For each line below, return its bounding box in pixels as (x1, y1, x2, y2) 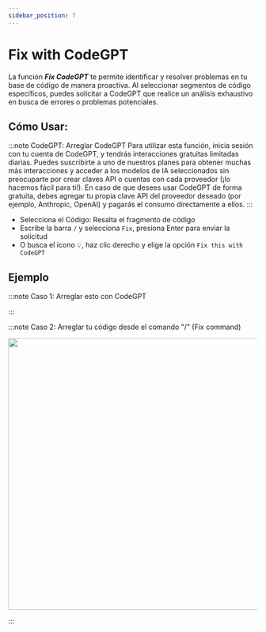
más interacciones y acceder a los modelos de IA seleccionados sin (8, 166, 230, 176)
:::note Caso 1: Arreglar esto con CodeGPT (8, 292, 146, 301)
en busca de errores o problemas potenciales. (8, 97, 158, 107)
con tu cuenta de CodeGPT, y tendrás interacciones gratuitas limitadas (8, 149, 239, 159)
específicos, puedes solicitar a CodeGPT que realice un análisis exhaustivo (8, 89, 253, 98)
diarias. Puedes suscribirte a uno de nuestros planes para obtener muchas (8, 157, 252, 167)
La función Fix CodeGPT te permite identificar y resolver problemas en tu (8, 72, 248, 81)
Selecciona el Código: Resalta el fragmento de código (19, 215, 196, 225)
